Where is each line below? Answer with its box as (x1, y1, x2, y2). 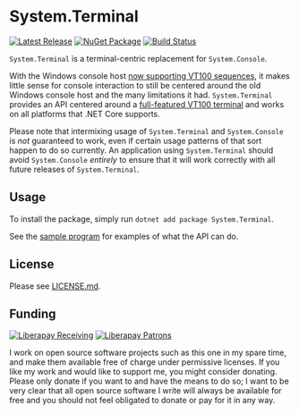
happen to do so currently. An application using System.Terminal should (9, 145, 274, 156)
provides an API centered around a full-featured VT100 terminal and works (9, 98, 285, 109)
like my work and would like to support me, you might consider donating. (9, 367, 278, 377)
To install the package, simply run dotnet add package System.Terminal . (9, 213, 275, 224)
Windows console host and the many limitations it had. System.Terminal (9, 89, 273, 100)
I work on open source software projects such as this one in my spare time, (9, 347, 287, 359)
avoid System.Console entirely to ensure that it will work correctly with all (9, 154, 276, 165)
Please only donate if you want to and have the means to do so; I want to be (9, 376, 289, 386)
